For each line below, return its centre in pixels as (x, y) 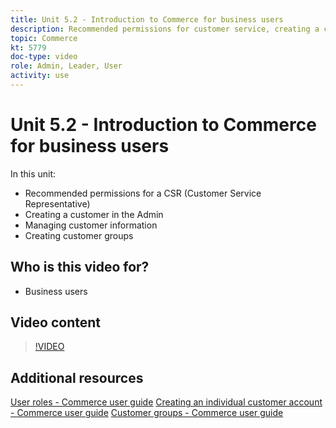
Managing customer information (91, 225)
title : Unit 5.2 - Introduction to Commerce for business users (147, 19)
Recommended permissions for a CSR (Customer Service (143, 193)
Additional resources (77, 377)
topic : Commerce (44, 38)
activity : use (40, 76)
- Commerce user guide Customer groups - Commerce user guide (147, 413)
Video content (56, 322)
